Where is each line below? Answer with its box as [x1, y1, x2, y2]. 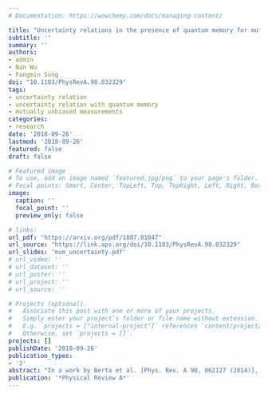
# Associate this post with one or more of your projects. [8, 307, 216, 316]
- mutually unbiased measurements [8, 108, 124, 116]
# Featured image [8, 167, 66, 175]
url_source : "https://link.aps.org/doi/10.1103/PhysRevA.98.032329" [8, 241, 241, 249]
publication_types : [8, 352, 73, 360]
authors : [8, 49, 37, 57]
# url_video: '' [8, 256, 62, 264]
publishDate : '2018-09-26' [8, 344, 98, 352]
